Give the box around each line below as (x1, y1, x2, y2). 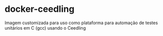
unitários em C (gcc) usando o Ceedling (4, 25, 86, 31)
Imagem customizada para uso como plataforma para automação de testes (4, 20, 158, 26)
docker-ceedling (4, 3, 75, 15)
